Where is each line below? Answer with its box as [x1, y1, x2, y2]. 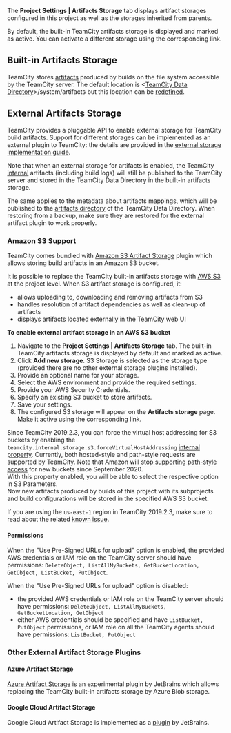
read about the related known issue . [7, 515, 110, 523]
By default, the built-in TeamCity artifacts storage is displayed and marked [7, 28, 219, 35]
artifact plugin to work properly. [7, 218, 97, 227]
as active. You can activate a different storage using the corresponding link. [7, 35, 222, 43]
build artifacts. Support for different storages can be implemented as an [7, 133, 212, 141]
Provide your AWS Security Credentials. [17, 385, 130, 393]
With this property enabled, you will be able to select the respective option [7, 472, 219, 480]
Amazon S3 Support [7, 235, 77, 245]
